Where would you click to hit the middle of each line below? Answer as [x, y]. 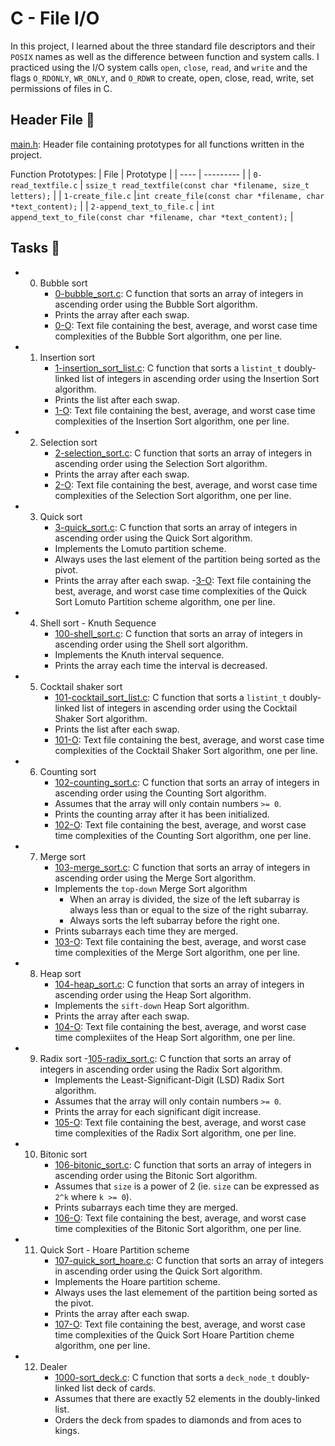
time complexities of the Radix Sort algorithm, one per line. [175, 1133]
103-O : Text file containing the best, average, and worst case [180, 941]
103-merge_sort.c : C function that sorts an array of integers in [182, 867]
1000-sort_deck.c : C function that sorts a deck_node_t [165, 1377]
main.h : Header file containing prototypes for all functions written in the [157, 144]
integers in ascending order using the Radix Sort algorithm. [161, 1069]
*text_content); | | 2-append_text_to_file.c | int [113, 206]
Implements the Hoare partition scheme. [137, 1281]
